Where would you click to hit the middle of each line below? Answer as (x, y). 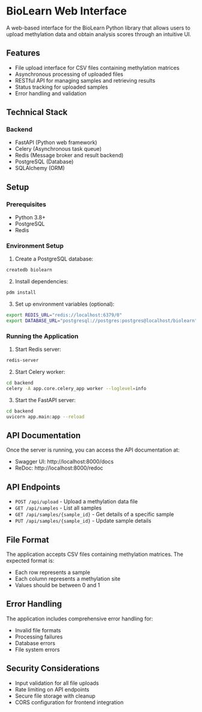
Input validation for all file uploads (57, 683)
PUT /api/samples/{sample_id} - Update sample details (83, 521)
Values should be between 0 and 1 (57, 585)
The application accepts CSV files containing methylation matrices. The (95, 554)
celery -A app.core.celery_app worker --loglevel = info (76, 388)
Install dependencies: (41, 282)
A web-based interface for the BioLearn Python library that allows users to (98, 28)
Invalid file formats (38, 630)
